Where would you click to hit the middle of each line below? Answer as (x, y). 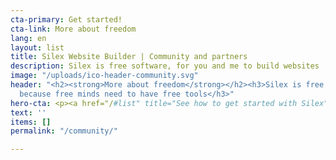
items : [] (31, 122)
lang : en (28, 38)
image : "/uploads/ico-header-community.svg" (104, 76)
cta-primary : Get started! (66, 19)
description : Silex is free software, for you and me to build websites (165, 66)
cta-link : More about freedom (73, 29)
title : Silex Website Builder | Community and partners (129, 57)
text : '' (28, 112)
